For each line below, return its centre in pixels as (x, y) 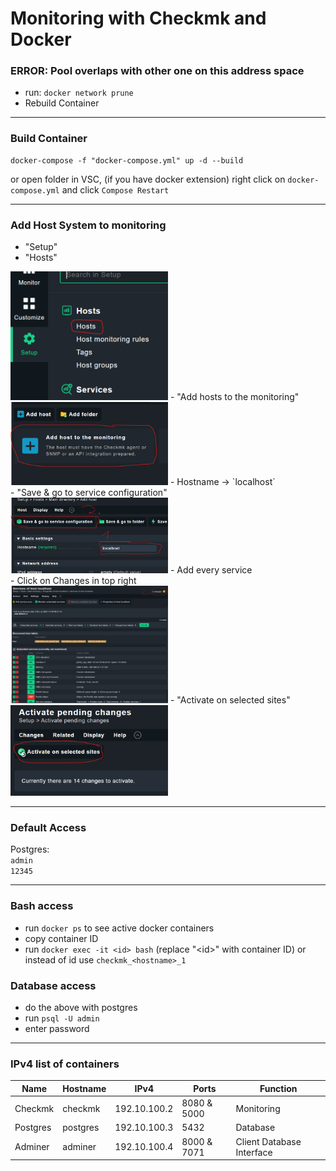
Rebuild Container (62, 103)
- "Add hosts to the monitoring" (234, 396)
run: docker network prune (79, 93)
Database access (53, 985)
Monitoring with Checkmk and (138, 18)
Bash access (42, 906)
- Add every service (211, 570)
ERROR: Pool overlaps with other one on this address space (157, 71)
